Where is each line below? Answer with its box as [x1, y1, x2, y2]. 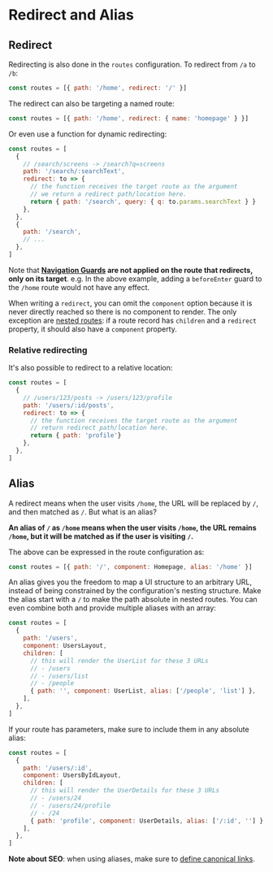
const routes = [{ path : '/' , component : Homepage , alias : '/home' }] [8, 562, 253, 570]
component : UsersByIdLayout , [23, 771, 122, 779]
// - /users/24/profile [29, 801, 111, 809]
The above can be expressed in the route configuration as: [8, 547, 205, 557]
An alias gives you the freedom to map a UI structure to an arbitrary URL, [8, 577, 253, 587]
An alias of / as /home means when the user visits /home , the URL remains [8, 523, 258, 532]
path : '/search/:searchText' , [23, 167, 126, 176]
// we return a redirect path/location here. [29, 190, 187, 198]
